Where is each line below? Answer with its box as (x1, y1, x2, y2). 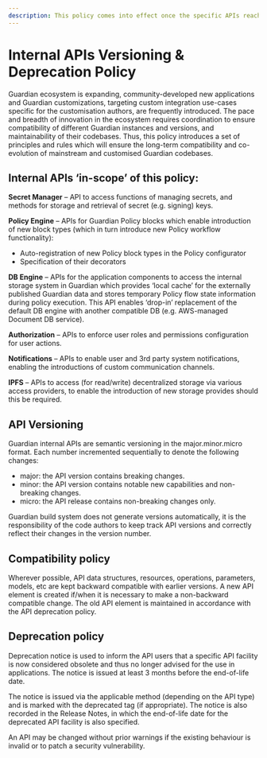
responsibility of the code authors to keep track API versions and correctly (8, 520, 252, 530)
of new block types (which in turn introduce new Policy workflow (8, 224, 221, 235)
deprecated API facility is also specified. (8, 717, 141, 726)
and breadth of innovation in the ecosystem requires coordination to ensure (8, 115, 256, 124)
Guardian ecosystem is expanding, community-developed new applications (8, 89, 255, 99)
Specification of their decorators (19, 257, 126, 266)
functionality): (8, 233, 54, 243)
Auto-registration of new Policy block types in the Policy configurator (19, 248, 246, 258)
